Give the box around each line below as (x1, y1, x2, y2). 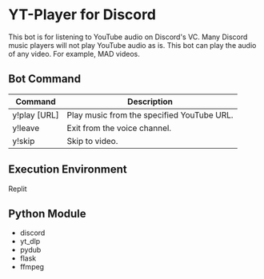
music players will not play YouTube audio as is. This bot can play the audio (8, 40, 257, 50)
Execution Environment (8, 162, 127, 177)
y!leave (12, 122, 40, 134)
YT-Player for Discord (8, 6, 156, 24)
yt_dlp (19, 237, 41, 246)
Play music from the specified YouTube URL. (66, 110, 234, 121)
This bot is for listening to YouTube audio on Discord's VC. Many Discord (8, 32, 248, 42)
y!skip (12, 135, 35, 146)
